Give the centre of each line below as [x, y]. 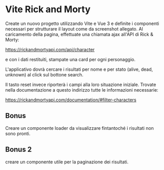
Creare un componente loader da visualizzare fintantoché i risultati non [79, 128]
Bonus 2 [19, 149]
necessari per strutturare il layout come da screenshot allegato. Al [74, 29]
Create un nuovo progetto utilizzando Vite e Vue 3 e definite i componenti [82, 23]
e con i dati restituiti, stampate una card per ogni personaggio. [70, 59]
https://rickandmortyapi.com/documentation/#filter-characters [71, 100]
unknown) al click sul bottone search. [44, 74]
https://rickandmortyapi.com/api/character [50, 49]
